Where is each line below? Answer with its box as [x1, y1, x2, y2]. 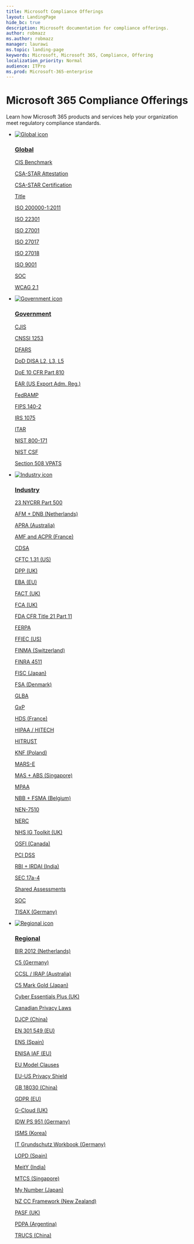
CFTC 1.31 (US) [14, 556, 52, 563]
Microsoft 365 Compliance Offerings [6, 94, 189, 107]
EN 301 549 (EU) [14, 1027, 55, 1035]
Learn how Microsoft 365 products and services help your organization [6, 113, 178, 120]
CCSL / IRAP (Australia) [14, 971, 72, 978]
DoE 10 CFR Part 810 [14, 369, 64, 376]
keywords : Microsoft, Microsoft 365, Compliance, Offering [6, 52, 154, 58]
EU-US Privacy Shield [14, 1073, 67, 1080]
